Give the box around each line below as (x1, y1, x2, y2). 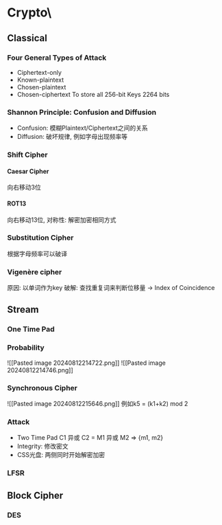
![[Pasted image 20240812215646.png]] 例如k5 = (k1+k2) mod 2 (7, 400, 188, 407)
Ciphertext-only (16, 68, 62, 76)
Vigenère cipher (7, 267, 62, 276)
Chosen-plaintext (16, 82, 66, 91)
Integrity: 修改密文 (16, 442, 69, 451)
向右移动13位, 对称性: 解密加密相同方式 (7, 215, 116, 224)
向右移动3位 (7, 183, 41, 192)
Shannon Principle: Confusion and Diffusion (7, 107, 156, 117)
